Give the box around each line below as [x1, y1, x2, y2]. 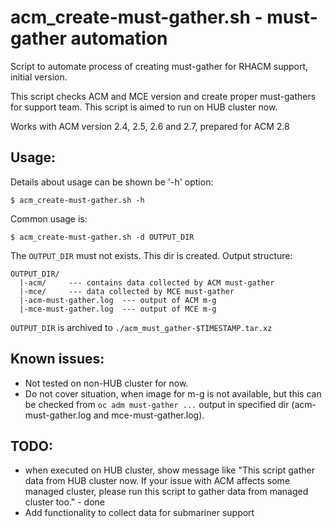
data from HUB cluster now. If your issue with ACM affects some [24, 475, 291, 487]
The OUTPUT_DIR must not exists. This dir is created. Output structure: [10, 249, 293, 261]
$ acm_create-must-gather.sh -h [10, 195, 145, 205]
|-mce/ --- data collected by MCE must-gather [19, 286, 235, 296]
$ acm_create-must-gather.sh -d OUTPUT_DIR [10, 232, 195, 242]
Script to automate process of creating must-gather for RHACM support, [10, 60, 309, 72]
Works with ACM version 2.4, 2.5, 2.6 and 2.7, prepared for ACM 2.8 [10, 120, 290, 132]
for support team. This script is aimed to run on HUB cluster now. [10, 101, 278, 113]
